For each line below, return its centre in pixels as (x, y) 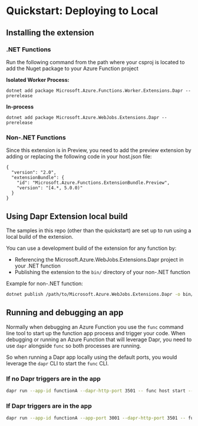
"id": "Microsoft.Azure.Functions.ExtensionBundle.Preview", (93, 183)
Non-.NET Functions (36, 137)
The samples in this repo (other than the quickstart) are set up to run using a (99, 230)
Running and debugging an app (65, 313)
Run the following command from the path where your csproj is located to (95, 62)
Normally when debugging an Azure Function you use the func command (95, 327)
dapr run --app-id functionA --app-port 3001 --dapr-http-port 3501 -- (96, 418)
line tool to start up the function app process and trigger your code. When (96, 333)
